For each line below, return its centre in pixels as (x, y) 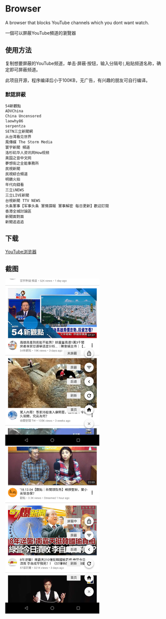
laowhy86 (14, 121)
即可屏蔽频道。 (25, 69)
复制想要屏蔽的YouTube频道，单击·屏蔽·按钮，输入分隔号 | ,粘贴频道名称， (81, 63)
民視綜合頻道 (17, 174)
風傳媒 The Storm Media (29, 142)
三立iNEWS (15, 190)
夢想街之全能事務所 (22, 163)
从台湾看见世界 (18, 137)
